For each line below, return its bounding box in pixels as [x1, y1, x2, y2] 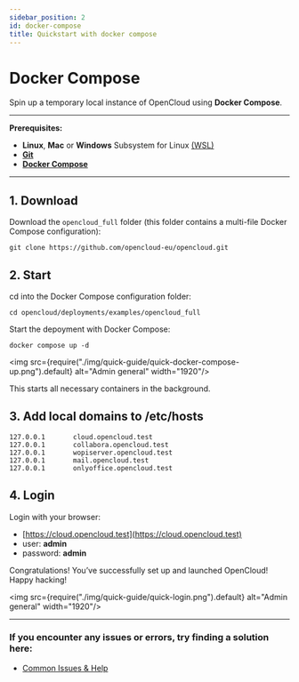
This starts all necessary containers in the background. [9, 383, 211, 394]
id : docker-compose [9, 21, 82, 30]
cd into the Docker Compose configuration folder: [9, 291, 191, 301]
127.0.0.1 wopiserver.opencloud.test [9, 448, 174, 457]
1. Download [9, 193, 78, 208]
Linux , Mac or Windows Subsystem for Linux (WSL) [21, 140, 214, 151]
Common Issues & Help [21, 662, 109, 673]
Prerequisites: [9, 123, 63, 133]
